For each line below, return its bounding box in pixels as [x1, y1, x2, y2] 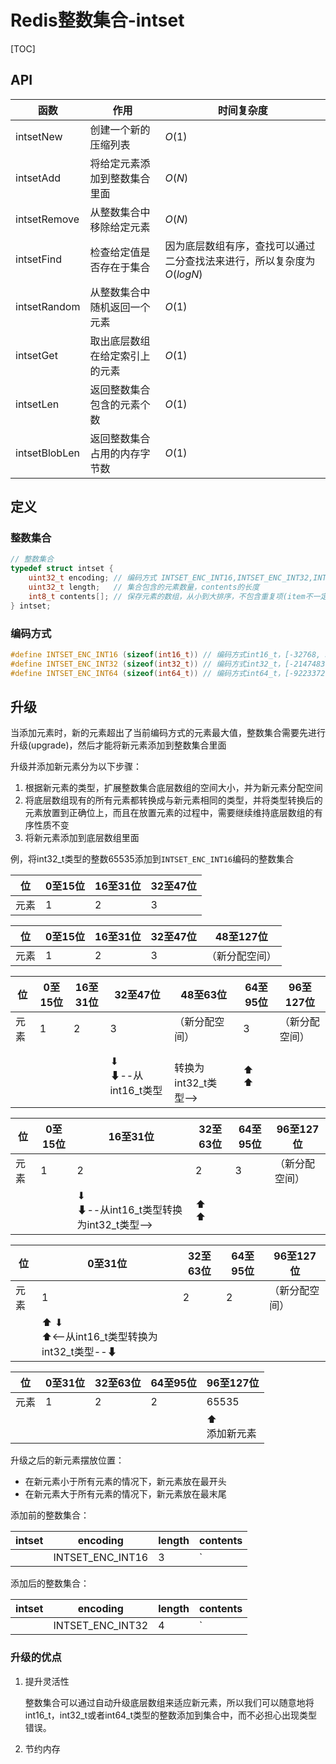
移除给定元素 [89, 220, 151, 234]
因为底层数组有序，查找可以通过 [164, 239, 316, 253]
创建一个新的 [89, 122, 151, 136]
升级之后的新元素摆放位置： [10, 1454, 125, 1466]
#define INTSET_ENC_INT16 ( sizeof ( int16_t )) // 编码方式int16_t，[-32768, [10, 649, 322, 660]
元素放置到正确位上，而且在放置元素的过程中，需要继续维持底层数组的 [24, 807, 315, 819]
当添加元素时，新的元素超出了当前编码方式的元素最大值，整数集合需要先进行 [10, 727, 326, 739]
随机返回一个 [89, 300, 151, 314]
